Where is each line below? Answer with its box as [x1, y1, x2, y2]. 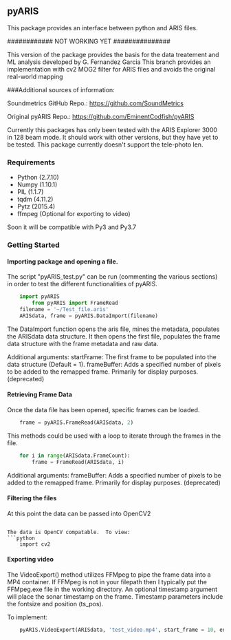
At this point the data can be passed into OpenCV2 [7, 509, 151, 518]
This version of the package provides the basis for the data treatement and [7, 50, 219, 58]
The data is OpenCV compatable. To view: [7, 529, 131, 535]
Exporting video [7, 555, 54, 564]
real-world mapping [7, 72, 63, 81]
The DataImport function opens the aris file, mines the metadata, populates [7, 325, 220, 333]
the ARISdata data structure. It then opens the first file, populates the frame [7, 332, 221, 340]
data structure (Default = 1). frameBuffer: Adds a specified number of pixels [7, 360, 221, 368]
